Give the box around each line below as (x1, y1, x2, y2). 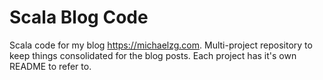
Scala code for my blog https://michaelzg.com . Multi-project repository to (9, 39, 313, 51)
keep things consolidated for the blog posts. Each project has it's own (9, 49, 297, 61)
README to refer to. (9, 60, 92, 72)
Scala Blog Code (9, 6, 149, 29)
